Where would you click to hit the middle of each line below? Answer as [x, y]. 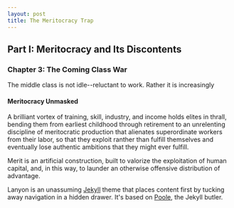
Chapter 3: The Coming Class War [68, 70]
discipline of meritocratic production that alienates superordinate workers [115, 132]
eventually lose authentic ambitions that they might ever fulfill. [98, 147]
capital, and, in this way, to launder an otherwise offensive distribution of [114, 168]
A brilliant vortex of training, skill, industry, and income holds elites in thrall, [117, 117]
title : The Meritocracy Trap [50, 21]
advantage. [24, 176]
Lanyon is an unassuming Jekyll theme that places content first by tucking [116, 190]
